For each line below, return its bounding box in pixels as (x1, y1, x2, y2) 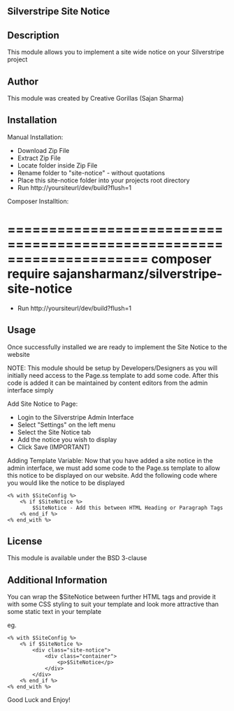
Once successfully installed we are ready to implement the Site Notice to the (7, 342, 228, 351)
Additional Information (7, 574, 108, 586)
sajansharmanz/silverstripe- (52, 266, 223, 282)
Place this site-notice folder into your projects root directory (17, 176, 190, 184)
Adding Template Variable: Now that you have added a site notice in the (7, 456, 213, 464)
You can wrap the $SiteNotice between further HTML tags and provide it (7, 593, 217, 601)
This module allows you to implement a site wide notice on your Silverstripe (7, 48, 225, 57)
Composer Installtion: (7, 197, 69, 205)
